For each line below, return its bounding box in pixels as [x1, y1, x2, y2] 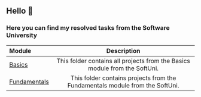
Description [106, 46, 141, 55]
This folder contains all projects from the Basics [56, 57, 190, 65]
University [6, 31, 38, 39]
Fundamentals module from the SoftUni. [67, 81, 179, 89]
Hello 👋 [6, 6, 33, 16]
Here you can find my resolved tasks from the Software [6, 24, 170, 32]
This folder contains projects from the [70, 74, 176, 82]
